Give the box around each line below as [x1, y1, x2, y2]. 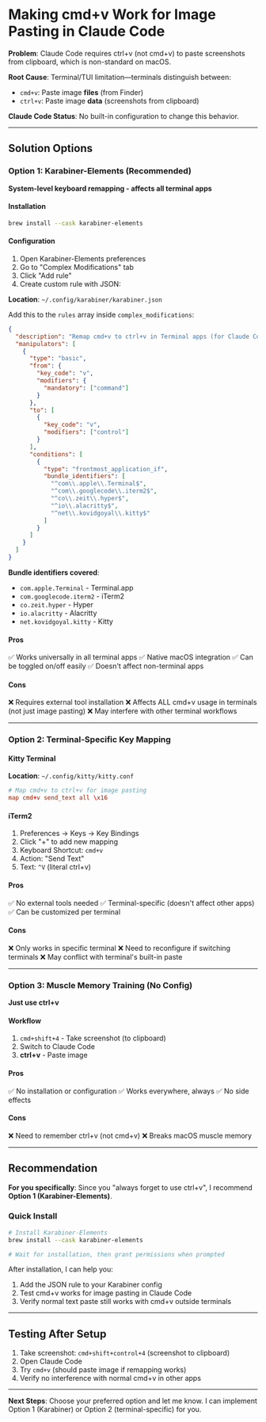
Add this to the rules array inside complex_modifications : [8, 310, 195, 319]
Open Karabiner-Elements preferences [19, 253, 146, 263]
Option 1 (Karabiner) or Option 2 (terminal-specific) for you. [8, 1405, 202, 1414]
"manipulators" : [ [15, 340, 77, 348]
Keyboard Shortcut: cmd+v [19, 846, 104, 855]
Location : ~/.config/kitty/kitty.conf [8, 771, 135, 781]
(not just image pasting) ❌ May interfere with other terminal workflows [8, 706, 237, 716]
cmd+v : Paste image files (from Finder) [19, 87, 144, 97]
